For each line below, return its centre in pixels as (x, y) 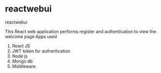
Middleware (24, 66)
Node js (20, 56)
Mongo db (22, 61)
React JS (21, 46)
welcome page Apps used (31, 36)
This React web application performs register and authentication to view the (80, 31)
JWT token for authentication (41, 51)
